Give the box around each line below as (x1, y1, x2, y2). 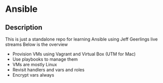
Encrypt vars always (12, 72, 54, 78)
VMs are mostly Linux (12, 62, 57, 67)
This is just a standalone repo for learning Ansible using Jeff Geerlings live (5, 36, 158, 42)
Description (5, 23, 42, 32)
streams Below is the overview (5, 41, 68, 47)
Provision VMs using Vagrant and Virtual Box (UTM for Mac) (12, 51, 136, 57)
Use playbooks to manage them (12, 56, 78, 62)
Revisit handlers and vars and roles (12, 67, 85, 73)
